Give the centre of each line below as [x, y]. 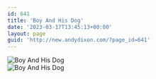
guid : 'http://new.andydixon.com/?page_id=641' [79, 40]
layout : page [27, 34]
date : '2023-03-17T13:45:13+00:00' [60, 27]
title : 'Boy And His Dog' [45, 20]
